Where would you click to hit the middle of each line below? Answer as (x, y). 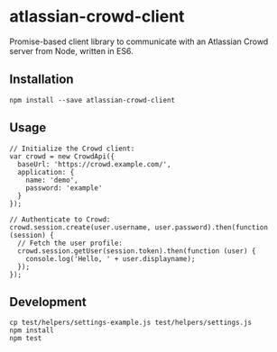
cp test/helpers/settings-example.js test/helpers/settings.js (131, 323)
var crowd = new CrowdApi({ (62, 156)
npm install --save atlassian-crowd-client (92, 100)
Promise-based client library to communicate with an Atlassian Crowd (139, 41)
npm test (26, 338)
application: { (46, 172)
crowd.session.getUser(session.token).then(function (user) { (137, 251)
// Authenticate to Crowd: (60, 219)
